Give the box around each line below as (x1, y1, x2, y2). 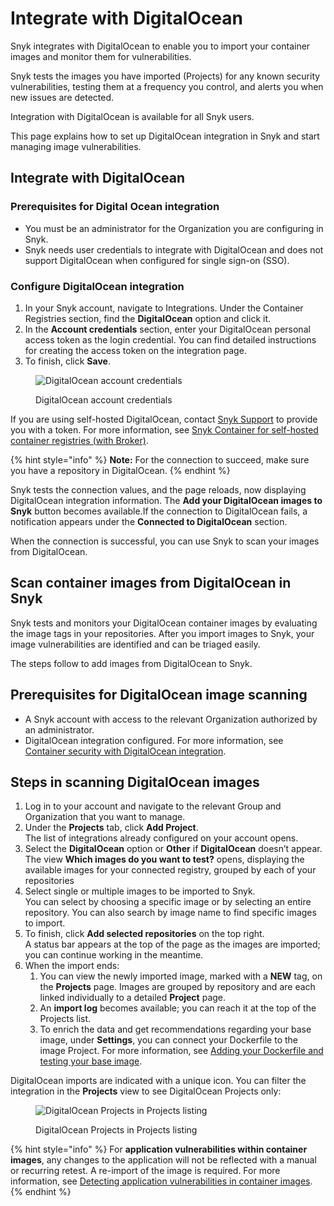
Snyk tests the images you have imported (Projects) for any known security (10, 70, 321, 82)
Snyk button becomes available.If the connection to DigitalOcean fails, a (10, 505, 308, 517)
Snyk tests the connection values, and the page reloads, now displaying (10, 483, 307, 496)
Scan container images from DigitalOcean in (10, 575, 292, 592)
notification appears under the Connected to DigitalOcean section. (10, 515, 288, 527)
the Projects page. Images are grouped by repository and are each (39, 981, 316, 993)
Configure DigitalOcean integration (10, 279, 185, 293)
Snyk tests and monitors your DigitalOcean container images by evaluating (10, 617, 318, 629)
